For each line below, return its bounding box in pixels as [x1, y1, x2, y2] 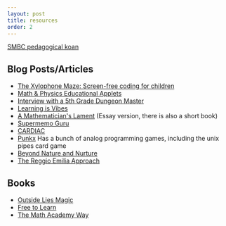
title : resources [7, 17, 58, 24]
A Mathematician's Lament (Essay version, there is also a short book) [17, 112, 218, 120]
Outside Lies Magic [17, 196, 74, 204]
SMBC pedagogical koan [7, 43, 79, 51]
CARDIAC [17, 127, 46, 135]
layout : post [7, 10, 46, 18]
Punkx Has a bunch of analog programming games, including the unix [17, 134, 220, 143]
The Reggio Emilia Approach [17, 156, 100, 165]
